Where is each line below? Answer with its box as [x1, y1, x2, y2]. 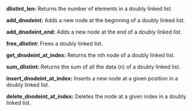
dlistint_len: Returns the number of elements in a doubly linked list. [6, 5, 173, 12]
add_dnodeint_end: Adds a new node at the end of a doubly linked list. [6, 28, 182, 35]
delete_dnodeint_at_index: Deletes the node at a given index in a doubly [6, 93, 187, 100]
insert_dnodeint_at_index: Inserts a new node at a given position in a [6, 75, 178, 82]
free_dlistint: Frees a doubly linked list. [6, 40, 103, 47]
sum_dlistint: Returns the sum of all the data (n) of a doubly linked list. [6, 63, 181, 70]
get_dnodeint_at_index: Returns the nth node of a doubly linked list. [6, 52, 175, 59]
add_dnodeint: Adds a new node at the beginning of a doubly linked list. [6, 17, 185, 23]
